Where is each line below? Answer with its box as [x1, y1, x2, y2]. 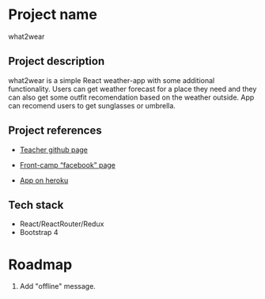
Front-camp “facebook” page [19, 160, 116, 169]
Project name [8, 6, 97, 24]
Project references [8, 124, 102, 138]
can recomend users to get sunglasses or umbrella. [8, 100, 176, 110]
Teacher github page [19, 145, 89, 154]
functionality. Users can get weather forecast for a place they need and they [8, 84, 257, 93]
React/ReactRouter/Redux [19, 219, 104, 229]
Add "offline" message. [19, 282, 97, 291]
